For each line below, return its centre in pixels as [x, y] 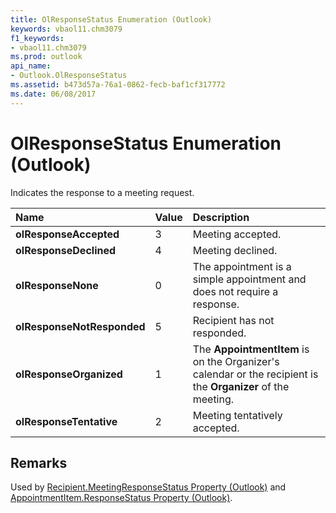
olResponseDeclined [66, 250]
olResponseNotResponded [80, 326]
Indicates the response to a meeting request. [102, 192]
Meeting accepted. [237, 234]
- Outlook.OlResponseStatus [69, 76]
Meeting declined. [235, 250]
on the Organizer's [236, 361]
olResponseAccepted [67, 234]
